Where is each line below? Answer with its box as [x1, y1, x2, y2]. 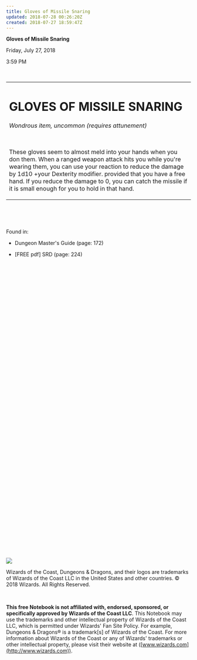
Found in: [6, 228, 29, 235]
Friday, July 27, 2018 [6, 47, 56, 54]
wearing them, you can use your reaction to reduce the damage [9, 162, 184, 171]
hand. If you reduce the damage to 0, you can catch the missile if [9, 177, 188, 185]
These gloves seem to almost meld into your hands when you [9, 148, 178, 156]
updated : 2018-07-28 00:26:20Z [6, 14, 83, 20]
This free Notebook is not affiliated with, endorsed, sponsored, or [6, 603, 169, 610]
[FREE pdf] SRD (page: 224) [14, 250, 83, 258]
